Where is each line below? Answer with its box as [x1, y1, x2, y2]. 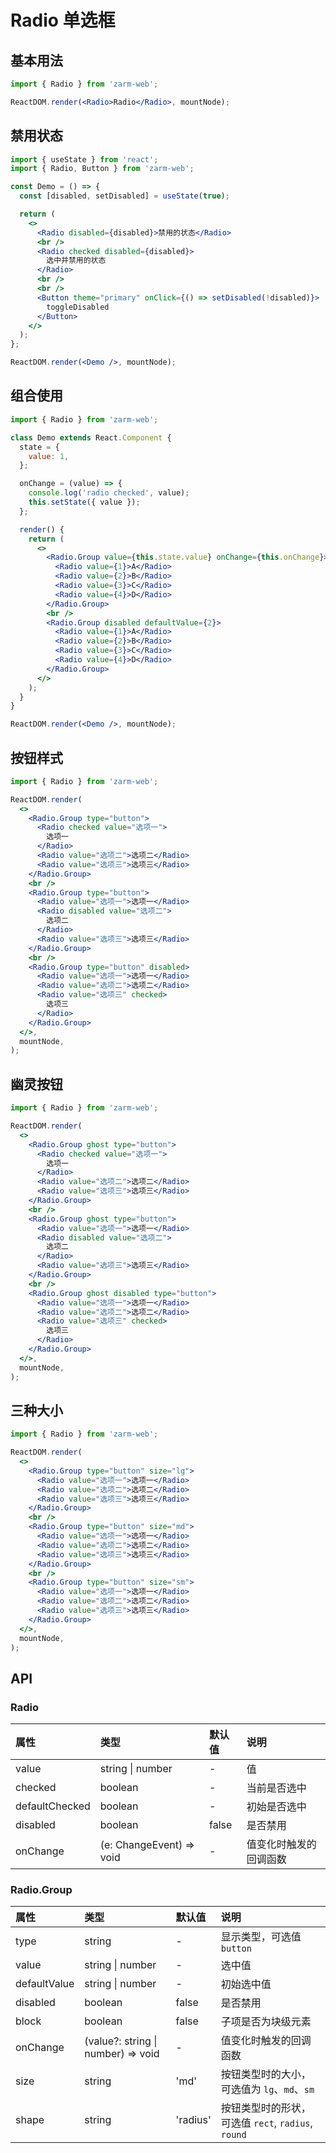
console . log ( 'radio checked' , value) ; [28, 488, 190, 498]
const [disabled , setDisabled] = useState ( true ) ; [19, 191, 230, 201]
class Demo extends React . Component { [10, 432, 172, 443]
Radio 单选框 [10, 9, 116, 32]
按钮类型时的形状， [220, 2101, 312, 2115]
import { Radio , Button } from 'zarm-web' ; [10, 164, 195, 174]
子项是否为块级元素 [220, 2015, 312, 2029]
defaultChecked [15, 1799, 91, 1813]
